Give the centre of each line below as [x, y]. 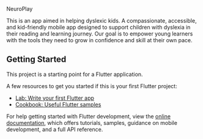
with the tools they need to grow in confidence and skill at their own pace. [99, 40]
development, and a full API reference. [55, 129]
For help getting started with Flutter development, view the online [89, 116]
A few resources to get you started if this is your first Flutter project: [92, 86]
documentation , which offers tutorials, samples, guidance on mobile [92, 122]
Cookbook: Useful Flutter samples [58, 104]
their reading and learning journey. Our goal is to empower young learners [100, 34]
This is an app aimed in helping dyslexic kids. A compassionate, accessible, [102, 21]
